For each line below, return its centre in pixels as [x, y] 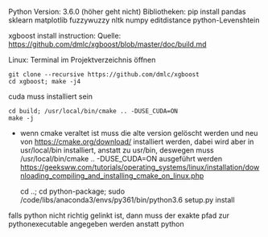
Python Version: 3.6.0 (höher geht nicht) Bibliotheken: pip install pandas [127, 12]
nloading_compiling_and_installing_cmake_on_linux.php [112, 176]
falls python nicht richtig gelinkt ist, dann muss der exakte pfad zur [119, 215]
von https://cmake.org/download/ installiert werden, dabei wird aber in [137, 141]
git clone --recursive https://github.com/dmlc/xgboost [104, 75]
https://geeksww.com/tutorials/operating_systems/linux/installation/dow [140, 167]
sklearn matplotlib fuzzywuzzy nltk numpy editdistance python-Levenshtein [134, 20]
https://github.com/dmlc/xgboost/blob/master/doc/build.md [107, 44]
